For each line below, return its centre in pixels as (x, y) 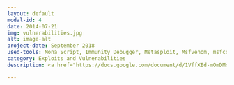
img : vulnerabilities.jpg (45, 33)
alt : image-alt (29, 39)
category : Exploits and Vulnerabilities (67, 59)
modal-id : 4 (24, 20)
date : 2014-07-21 (32, 26)
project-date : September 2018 (51, 46)
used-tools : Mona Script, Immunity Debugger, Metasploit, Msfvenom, (109, 53)
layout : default (31, 13)
